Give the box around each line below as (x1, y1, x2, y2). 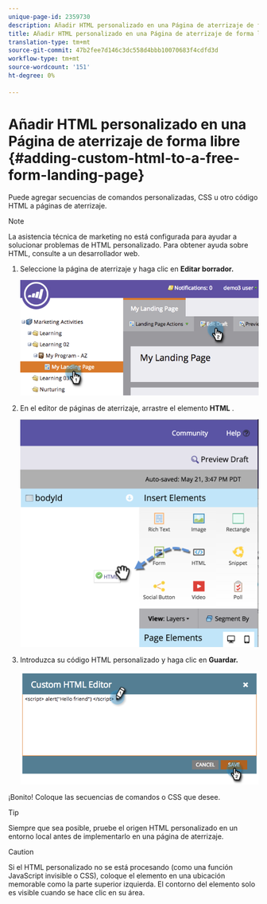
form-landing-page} (8, 166, 145, 184)
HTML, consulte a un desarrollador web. (8, 248, 141, 258)
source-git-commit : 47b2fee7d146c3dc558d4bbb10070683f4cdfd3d (8, 46, 219, 55)
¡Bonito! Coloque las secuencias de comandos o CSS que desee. (8, 792, 221, 801)
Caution (8, 847, 34, 856)
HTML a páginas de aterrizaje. (8, 201, 107, 210)
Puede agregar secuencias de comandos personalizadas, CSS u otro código (8, 192, 258, 202)
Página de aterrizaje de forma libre (8, 132, 241, 150)
